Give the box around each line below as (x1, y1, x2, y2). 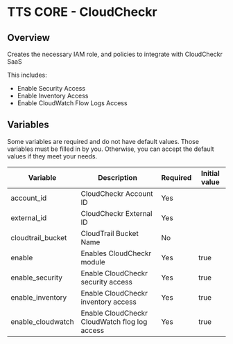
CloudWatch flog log (80, 316, 148, 326)
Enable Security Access (17, 84, 85, 92)
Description (98, 172, 137, 182)
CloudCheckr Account (80, 188, 153, 198)
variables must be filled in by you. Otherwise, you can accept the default (7, 145, 214, 153)
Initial (200, 168, 220, 178)
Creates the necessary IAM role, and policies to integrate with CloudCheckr (7, 50, 223, 58)
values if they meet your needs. (7, 152, 98, 160)
